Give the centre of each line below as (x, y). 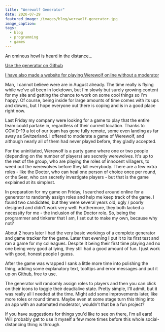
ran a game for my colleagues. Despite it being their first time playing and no (83, 243)
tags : (11, 28)
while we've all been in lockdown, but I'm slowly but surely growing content (82, 90)
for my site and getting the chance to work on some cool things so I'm (76, 95)
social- (152, 319)
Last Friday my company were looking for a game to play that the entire (77, 120)
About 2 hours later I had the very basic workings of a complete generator (80, 233)
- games (17, 42)
